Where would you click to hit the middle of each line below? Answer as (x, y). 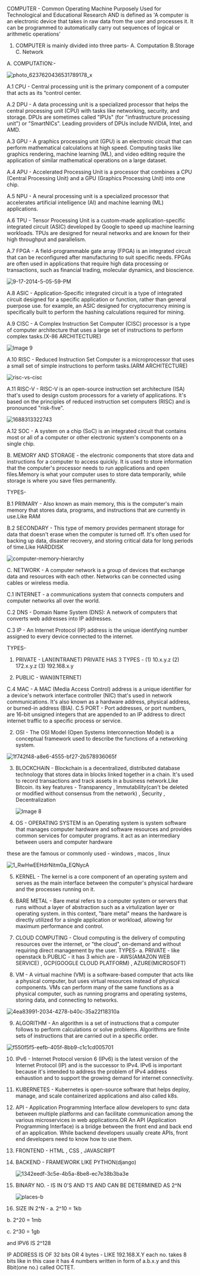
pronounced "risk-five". (35, 408)
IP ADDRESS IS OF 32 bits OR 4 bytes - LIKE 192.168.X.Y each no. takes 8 (97, 1255)
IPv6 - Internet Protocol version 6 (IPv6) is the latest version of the (97, 1059)
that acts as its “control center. (44, 93)
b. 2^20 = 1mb (24, 1220)
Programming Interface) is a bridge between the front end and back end (104, 1126)
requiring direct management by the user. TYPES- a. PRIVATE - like (98, 950)
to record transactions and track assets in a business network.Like (97, 781)
